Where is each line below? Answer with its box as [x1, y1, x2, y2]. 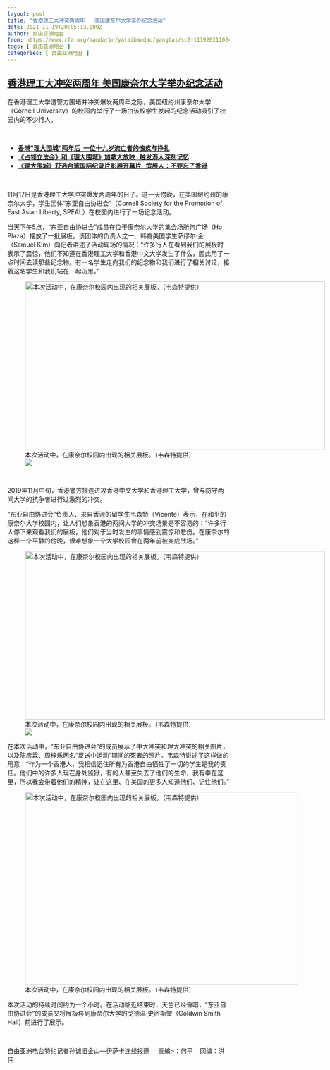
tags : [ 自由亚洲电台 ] [7, 43, 71, 50]
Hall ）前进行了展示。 [7, 1018, 68, 1026]
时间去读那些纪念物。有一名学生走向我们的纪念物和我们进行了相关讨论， [13, 258, 224, 266]
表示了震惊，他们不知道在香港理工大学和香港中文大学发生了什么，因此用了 [7, 249, 224, 257]
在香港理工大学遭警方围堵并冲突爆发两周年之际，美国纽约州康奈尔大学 [7, 97, 212, 106]
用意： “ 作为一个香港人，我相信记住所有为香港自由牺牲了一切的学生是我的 [7, 759, 221, 768]
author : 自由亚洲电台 [7, 30, 65, 37]
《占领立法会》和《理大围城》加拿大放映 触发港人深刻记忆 [17, 152, 189, 161]
